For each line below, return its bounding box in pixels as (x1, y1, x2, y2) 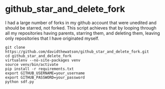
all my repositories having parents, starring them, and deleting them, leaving (5, 30, 160, 36)
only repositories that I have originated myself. (5, 35, 100, 41)
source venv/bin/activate (5, 62, 58, 67)
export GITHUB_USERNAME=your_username (5, 70, 85, 76)
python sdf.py (5, 79, 35, 84)
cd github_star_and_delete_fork (5, 53, 72, 59)
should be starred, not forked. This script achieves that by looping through (5, 25, 157, 30)
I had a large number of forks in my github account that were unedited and (5, 20, 157, 26)
